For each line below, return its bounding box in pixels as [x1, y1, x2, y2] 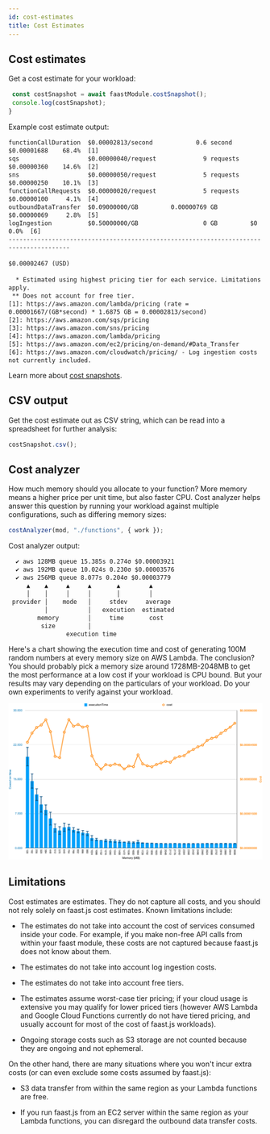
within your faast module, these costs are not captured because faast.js [19, 938, 259, 948]
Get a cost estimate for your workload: [8, 73, 136, 84]
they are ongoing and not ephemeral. [19, 1043, 143, 1053]
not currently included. [8, 356, 92, 365]
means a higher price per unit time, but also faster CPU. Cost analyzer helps [8, 493, 260, 502]
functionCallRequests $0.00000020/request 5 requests [8, 186, 240, 195]
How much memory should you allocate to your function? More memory [8, 484, 247, 494]
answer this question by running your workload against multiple [8, 501, 219, 511]
